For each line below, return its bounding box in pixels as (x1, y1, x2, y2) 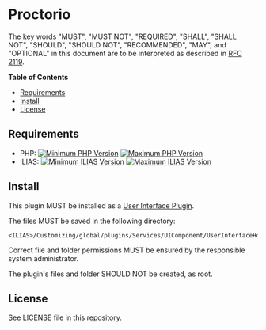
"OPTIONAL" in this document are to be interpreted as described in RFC (8, 48, 243, 58)
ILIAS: (19, 157, 40, 166)
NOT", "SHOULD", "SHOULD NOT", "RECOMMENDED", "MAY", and (8, 40, 227, 49)
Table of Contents (8, 72, 69, 82)
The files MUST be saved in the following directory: (8, 216, 176, 226)
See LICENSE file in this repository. (8, 313, 123, 322)
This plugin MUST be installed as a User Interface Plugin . (8, 200, 195, 211)
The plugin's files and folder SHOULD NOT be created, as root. (8, 269, 213, 279)
